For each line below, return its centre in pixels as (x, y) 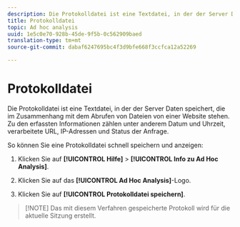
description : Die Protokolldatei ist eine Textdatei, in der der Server (118, 14)
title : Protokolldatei (41, 21)
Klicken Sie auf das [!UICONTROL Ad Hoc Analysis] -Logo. (104, 180)
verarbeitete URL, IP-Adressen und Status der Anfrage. (88, 131)
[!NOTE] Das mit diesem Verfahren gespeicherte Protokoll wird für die (127, 208)
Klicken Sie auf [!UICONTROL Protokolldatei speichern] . (101, 194)
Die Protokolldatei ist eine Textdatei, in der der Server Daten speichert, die (116, 109)
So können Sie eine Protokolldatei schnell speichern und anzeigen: (105, 145)
